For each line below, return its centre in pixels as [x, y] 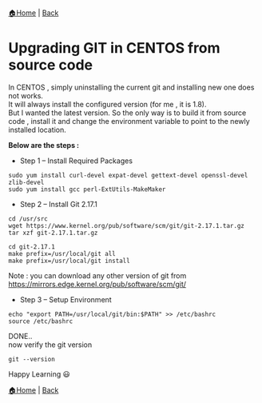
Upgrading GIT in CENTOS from [114, 48]
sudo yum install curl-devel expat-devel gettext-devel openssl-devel [128, 175]
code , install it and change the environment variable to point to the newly [129, 121]
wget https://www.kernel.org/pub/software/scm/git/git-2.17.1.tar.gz [127, 225]
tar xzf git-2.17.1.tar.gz [53, 233]
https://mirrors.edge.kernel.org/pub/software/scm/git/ [97, 284]
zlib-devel [26, 182]
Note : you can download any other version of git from [97, 275]
